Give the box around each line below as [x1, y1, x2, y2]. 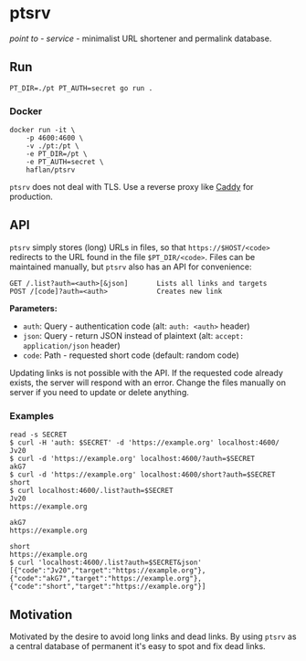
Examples [9, 409, 55, 422]
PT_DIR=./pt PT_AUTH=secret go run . [9, 83, 153, 93]
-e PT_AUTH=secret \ [26, 158, 104, 167]
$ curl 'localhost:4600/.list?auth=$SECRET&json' [9, 558, 203, 568]
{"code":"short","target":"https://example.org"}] [9, 582, 206, 592]
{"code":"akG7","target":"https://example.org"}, [9, 574, 203, 583]
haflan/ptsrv [26, 165, 76, 175]
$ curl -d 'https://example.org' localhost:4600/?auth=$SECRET [9, 455, 256, 464]
